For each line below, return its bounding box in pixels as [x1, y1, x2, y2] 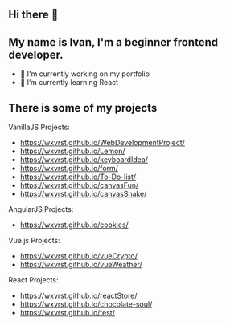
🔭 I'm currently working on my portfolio [19, 69, 150, 79]
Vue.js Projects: [8, 236, 60, 246]
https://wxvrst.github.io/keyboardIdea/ [19, 155, 149, 165]
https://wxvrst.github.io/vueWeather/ [19, 260, 142, 270]
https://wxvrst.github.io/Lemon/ [19, 146, 126, 156]
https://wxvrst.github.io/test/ [19, 308, 115, 318]
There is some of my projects [8, 101, 158, 115]
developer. [8, 47, 64, 61]
